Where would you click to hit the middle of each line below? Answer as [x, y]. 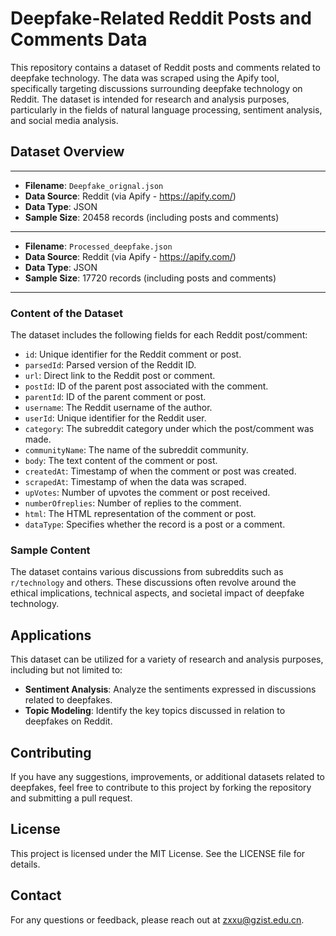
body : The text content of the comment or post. [121, 461]
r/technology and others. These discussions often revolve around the [153, 583]
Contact [36, 895]
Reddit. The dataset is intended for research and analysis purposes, [150, 99]
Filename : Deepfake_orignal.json [94, 185]
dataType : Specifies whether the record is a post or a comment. [155, 524]
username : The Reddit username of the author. [118, 408]
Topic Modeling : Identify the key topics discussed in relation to [155, 711]
